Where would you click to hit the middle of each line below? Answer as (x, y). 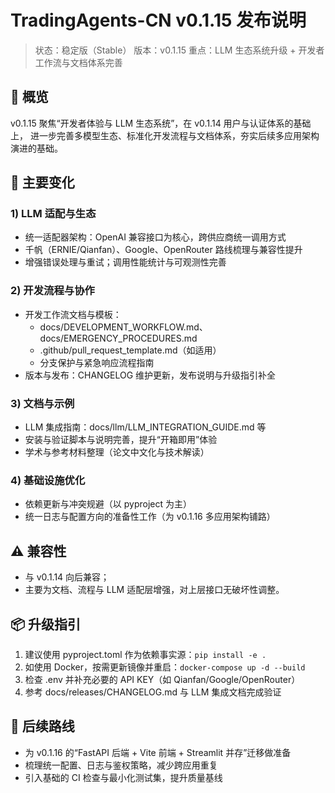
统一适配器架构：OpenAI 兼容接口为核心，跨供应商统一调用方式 (155, 237)
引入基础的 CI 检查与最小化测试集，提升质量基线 (123, 777)
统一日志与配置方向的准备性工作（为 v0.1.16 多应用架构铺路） (150, 517)
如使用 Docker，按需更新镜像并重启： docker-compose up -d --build (165, 667)
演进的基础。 (36, 148)
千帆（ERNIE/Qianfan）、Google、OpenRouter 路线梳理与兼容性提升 (163, 250)
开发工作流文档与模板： (73, 314)
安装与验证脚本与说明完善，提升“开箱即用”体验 (121, 440)
